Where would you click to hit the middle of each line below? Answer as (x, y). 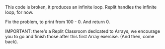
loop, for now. (19, 12)
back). (12, 42)
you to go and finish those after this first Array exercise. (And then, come (80, 37)
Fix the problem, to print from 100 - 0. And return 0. (58, 22)
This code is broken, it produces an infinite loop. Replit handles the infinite (81, 7)
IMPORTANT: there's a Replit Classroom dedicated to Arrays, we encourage (83, 31)
